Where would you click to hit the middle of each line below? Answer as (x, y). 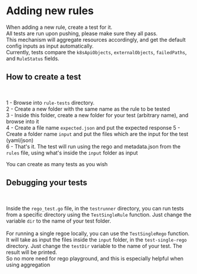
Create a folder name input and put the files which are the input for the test (97, 134)
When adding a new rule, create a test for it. (59, 27)
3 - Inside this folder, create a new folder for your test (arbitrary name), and (97, 115)
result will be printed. (32, 252)
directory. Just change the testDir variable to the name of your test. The (94, 246)
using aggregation (28, 265)
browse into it (23, 121)
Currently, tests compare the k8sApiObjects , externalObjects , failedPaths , (96, 52)
